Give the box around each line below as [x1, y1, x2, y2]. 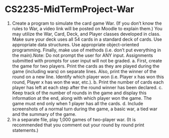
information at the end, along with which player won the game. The [12, 95, 152, 101]
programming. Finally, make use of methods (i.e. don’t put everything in [12, 47, 161, 53]
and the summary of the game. [12, 111, 77, 117]
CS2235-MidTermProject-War [5, 4, 135, 15]
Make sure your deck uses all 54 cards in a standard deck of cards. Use [12, 36, 162, 42]
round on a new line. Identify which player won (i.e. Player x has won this [12, 74, 164, 80]
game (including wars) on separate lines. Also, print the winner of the [12, 68, 157, 74]
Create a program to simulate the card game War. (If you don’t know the [12, 20, 162, 26]
